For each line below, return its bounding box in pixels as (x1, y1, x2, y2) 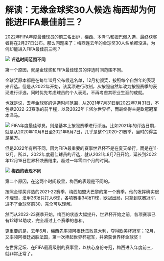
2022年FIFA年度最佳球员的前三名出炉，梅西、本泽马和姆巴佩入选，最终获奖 (5, 34, 158, 40)
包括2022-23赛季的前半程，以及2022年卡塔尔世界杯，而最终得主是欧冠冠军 (5, 106, 158, 112)
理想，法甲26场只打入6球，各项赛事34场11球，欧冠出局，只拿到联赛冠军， (9, 194, 159, 201)
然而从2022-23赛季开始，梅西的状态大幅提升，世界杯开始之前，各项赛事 (5, 211, 152, 217)
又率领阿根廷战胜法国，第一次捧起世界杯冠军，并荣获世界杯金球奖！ (5, 234, 142, 240)
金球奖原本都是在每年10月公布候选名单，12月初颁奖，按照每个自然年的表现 (5, 77, 156, 83)
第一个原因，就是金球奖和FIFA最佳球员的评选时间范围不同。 (5, 67, 126, 72)
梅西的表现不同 (11, 167, 42, 174)
